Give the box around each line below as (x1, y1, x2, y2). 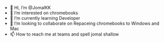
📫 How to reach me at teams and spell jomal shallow (9, 31, 119, 37)
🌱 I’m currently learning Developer (9, 15, 81, 21)
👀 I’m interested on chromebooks (9, 10, 78, 16)
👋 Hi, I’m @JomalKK (9, 5, 51, 10)
